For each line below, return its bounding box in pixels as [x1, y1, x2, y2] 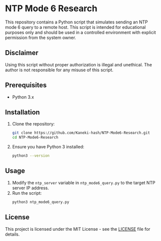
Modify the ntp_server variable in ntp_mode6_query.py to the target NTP [12, 180, 156, 185]
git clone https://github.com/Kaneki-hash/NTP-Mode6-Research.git [12, 130, 150, 136]
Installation [5, 108, 40, 116]
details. [5, 231, 20, 237]
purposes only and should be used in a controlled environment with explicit [5, 29, 156, 35]
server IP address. [12, 185, 49, 191]
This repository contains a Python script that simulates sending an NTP [5, 19, 148, 25]
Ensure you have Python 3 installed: [12, 144, 84, 150]
